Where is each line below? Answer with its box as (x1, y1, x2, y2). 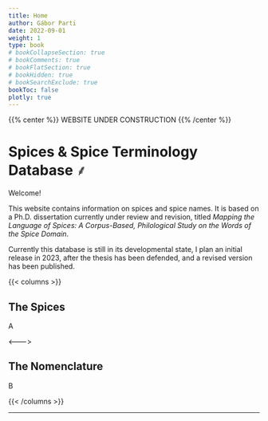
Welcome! (8, 188, 41, 198)
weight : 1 (8, 33, 41, 42)
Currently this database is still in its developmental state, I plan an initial (8, 245, 243, 254)
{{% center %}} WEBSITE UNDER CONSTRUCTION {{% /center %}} (8, 115, 232, 124)
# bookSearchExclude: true (8, 78, 98, 86)
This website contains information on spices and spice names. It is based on (8, 204, 259, 214)
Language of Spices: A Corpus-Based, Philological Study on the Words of (8, 221, 251, 230)
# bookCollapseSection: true (8, 49, 105, 57)
